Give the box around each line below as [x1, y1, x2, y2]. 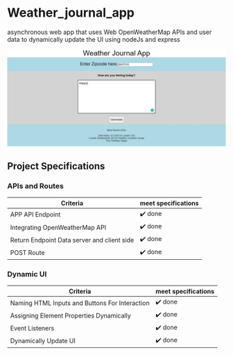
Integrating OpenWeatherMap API [10, 223, 106, 231]
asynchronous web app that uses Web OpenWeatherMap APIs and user [7, 28, 212, 36]
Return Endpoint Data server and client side [10, 236, 135, 244]
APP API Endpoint [10, 210, 61, 219]
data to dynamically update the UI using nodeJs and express [7, 35, 180, 43]
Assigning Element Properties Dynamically [10, 311, 132, 320]
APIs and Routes [7, 181, 64, 190]
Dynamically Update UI [10, 337, 76, 345]
